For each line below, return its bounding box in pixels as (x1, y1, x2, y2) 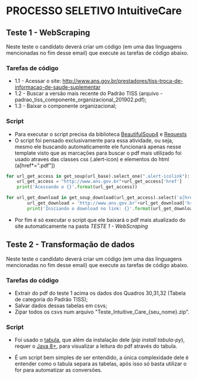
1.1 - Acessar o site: (14, 78, 62, 85)
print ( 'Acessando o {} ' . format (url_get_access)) (16, 184, 138, 190)
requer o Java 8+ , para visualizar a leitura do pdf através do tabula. (14, 343, 178, 350)
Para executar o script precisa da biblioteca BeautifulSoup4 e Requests (14, 131, 187, 138)
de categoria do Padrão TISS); (14, 295, 88, 302)
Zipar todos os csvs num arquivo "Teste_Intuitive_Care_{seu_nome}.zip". (14, 308, 190, 315)
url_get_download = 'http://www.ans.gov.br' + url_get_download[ (27, 200, 185, 207)
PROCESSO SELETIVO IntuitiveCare (6, 4, 182, 18)
